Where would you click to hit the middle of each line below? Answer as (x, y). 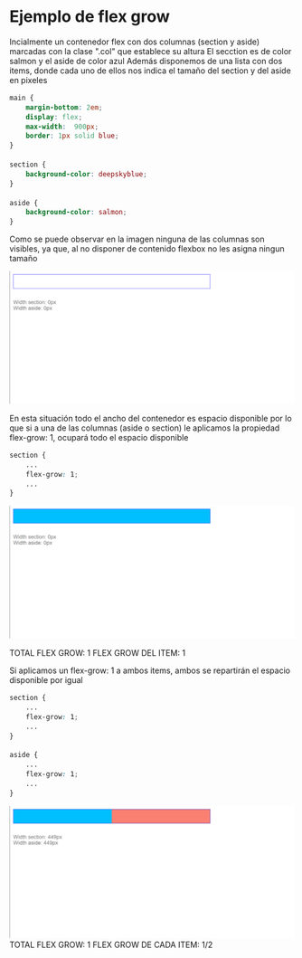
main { (22, 98)
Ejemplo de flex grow (90, 17)
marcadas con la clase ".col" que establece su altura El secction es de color (151, 51)
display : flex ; (54, 117)
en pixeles (28, 80)
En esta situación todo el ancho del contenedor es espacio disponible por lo (151, 418)
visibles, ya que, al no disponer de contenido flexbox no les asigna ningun (147, 249)
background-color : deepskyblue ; (86, 174)
